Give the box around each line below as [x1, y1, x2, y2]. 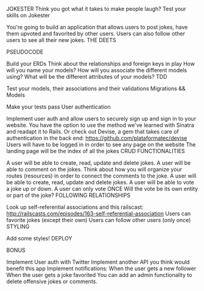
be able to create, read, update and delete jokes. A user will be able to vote [6, 179, 195, 185]
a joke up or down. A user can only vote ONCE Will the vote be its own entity [6, 185, 199, 192]
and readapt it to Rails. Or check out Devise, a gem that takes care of [6, 128, 179, 135]
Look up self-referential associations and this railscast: [6, 204, 144, 210]
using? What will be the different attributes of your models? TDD [6, 73, 167, 80]
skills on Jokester [6, 12, 51, 19]
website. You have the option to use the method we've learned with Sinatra [6, 121, 195, 129]
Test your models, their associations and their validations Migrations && [6, 85, 186, 92]
